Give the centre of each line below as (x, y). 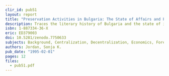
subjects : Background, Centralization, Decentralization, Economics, (80, 42)
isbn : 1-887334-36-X (27, 28)
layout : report (21, 14)
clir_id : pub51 (21, 10)
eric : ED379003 (21, 33)
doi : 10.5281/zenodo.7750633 (36, 38)
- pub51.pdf (22, 65)
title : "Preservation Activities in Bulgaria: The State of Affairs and (83, 19)
